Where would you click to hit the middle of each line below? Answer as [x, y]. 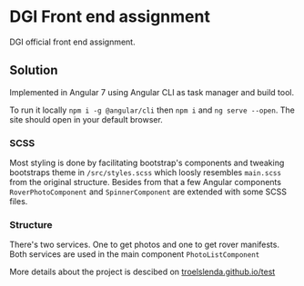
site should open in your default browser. [86, 119]
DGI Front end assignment [110, 17]
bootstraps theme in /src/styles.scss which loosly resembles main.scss [146, 173]
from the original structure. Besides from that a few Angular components [146, 182]
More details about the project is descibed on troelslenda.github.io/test [142, 272]
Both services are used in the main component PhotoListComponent [135, 254]
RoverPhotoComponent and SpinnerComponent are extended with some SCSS [148, 192]
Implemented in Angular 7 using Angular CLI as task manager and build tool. [152, 92]
